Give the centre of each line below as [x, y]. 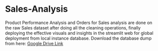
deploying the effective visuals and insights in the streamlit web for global [79, 33]
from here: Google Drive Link [34, 43]
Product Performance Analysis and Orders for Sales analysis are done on [79, 23]
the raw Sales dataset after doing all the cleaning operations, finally [73, 27]
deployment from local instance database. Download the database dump [78, 38]
